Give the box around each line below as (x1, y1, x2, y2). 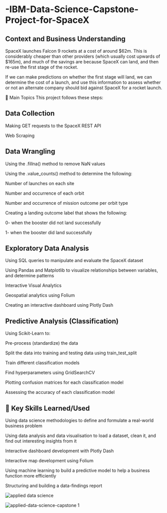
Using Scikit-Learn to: (5, 331, 50, 337)
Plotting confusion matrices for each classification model (5, 379, 124, 386)
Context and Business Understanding (5, 34, 126, 43)
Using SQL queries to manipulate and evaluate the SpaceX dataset (5, 258, 144, 264)
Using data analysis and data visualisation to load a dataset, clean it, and (5, 432, 156, 439)
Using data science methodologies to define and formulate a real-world (5, 417, 154, 424)
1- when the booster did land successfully (5, 229, 92, 235)
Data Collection (5, 109, 55, 118)
